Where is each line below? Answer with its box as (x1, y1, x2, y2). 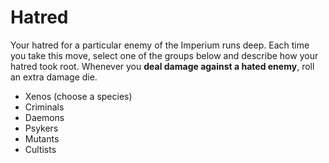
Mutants (24, 132, 60, 145)
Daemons (24, 111, 65, 123)
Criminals (24, 101, 65, 113)
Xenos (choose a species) (24, 90, 133, 102)
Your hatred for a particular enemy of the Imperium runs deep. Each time (10, 39, 310, 51)
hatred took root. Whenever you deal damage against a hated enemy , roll (10, 60, 315, 72)
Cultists (24, 143, 57, 155)
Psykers (24, 122, 59, 134)
